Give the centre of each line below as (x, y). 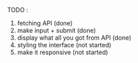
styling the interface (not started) (64, 45)
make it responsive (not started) (62, 52)
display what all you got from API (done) (74, 38)
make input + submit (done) (57, 30)
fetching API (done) (45, 23)
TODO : (18, 10)
